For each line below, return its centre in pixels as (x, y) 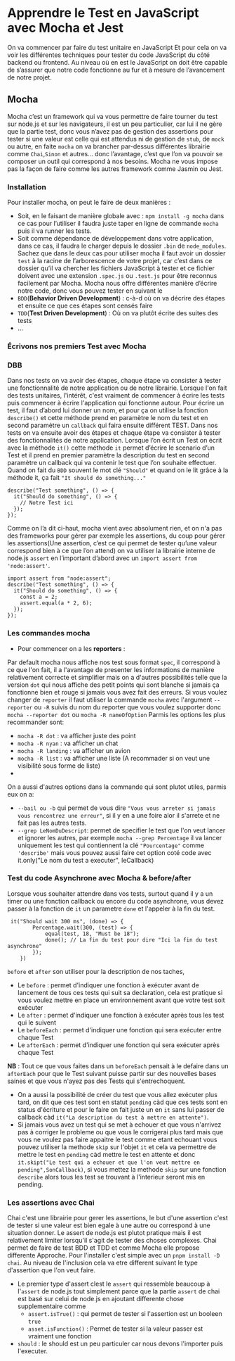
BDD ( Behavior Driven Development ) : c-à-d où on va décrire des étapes (121, 298)
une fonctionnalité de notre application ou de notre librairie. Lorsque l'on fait (117, 388)
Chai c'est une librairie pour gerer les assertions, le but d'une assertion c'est (117, 1218)
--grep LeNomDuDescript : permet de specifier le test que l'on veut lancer (121, 830)
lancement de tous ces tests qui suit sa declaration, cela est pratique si (120, 992)
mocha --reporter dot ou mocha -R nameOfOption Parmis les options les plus (116, 714)
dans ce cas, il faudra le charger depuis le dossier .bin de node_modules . (122, 246)
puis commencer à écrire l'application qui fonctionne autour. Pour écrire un (116, 403)
